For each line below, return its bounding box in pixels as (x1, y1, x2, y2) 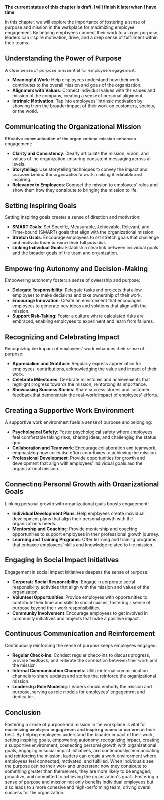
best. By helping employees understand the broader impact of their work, (5, 732, 154, 738)
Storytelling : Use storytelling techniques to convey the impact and (12, 166, 148, 172)
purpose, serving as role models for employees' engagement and (12, 689, 145, 695)
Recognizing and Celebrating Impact (5, 333, 120, 341)
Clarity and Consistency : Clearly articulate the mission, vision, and (12, 150, 149, 156)
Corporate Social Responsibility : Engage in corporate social (12, 579, 135, 585)
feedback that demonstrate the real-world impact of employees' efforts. (12, 392, 159, 398)
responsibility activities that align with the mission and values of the (12, 584, 150, 590)
